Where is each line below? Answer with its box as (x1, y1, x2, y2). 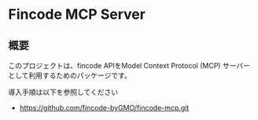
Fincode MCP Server (8, 5, 146, 24)
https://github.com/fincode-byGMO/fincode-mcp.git (19, 104, 190, 112)
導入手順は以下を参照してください (8, 88, 119, 96)
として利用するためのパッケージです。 (8, 71, 131, 80)
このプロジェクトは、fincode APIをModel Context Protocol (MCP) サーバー (8, 61, 250, 70)
